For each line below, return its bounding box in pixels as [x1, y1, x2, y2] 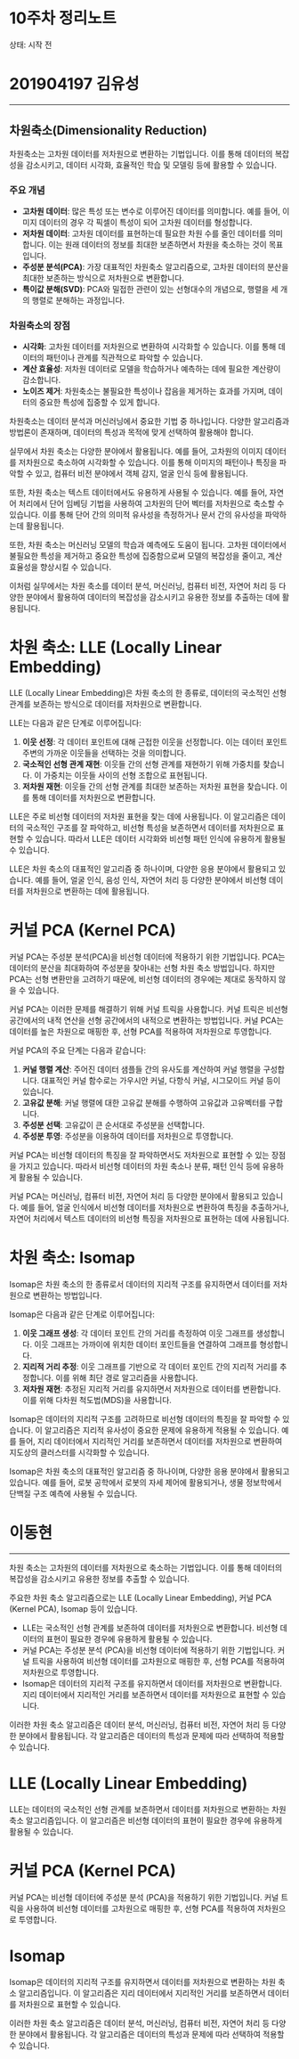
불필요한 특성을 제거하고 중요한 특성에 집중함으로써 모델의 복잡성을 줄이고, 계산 [9, 551, 283, 561]
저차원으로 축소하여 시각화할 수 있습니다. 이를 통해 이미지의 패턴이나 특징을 [18, 457, 278, 468]
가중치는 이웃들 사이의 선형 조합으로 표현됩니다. [43, 770, 207, 780]
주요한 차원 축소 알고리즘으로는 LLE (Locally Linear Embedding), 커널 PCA [9, 1592, 272, 1604]
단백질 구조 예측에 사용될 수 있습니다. [9, 1489, 138, 1499]
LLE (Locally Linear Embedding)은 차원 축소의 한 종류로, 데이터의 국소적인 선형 [9, 688, 287, 699]
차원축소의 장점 [9, 319, 71, 331]
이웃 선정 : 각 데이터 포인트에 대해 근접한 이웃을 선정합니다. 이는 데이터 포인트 [21, 737, 287, 748]
